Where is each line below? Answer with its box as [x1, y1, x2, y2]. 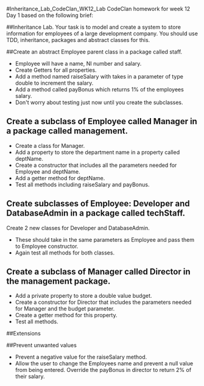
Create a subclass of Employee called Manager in [6, 116, 198, 127]
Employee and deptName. [15, 167, 80, 175]
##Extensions [6, 330, 41, 337]
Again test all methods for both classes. [15, 249, 114, 256]
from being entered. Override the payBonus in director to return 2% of [15, 367, 192, 374]
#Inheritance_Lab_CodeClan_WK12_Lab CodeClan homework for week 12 [6, 5, 191, 12]
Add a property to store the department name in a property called [15, 149, 180, 156]
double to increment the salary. [15, 79, 94, 86]
